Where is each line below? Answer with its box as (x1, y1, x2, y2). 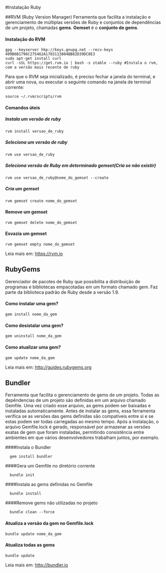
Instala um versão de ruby (5, 116, 61, 122)
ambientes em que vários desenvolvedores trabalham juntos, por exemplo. (5, 434, 159, 441)
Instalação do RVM (5, 36, 46, 42)
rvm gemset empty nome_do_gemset (5, 242, 75, 247)
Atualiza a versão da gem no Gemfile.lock (5, 520, 94, 526)
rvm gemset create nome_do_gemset (5, 198, 78, 203)
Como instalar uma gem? (5, 301, 59, 307)
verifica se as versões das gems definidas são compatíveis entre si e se (5, 413, 154, 419)
